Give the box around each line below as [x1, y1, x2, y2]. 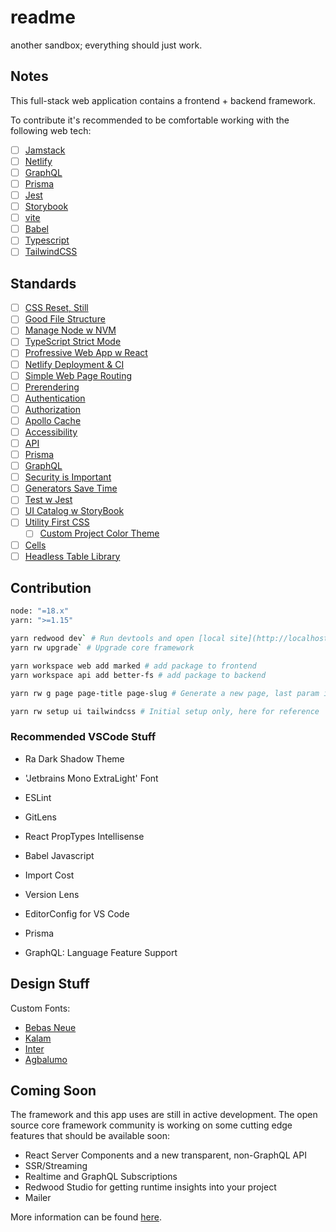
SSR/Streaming [24, 1160, 88, 1172]
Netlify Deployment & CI [24, 358, 125, 370]
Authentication [24, 392, 86, 404]
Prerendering [24, 381, 80, 393]
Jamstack [24, 144, 66, 156]
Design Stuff [10, 976, 90, 993]
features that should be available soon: [10, 1130, 170, 1142]
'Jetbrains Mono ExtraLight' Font [24, 772, 159, 784]
